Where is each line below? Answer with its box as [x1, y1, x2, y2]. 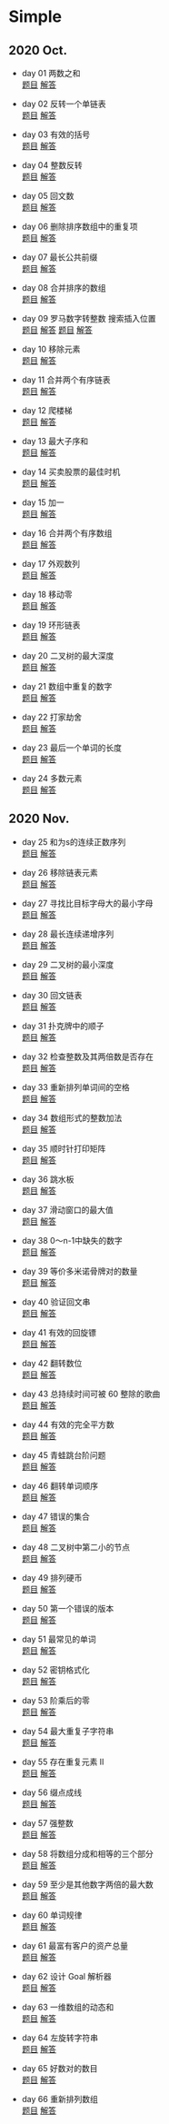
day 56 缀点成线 [21, 1787, 83, 1798]
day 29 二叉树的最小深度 [21, 958, 114, 969]
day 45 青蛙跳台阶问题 [21, 1449, 106, 1460]
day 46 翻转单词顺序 [21, 1480, 99, 1491]
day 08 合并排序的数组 [21, 283, 106, 293]
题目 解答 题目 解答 [21, 324, 93, 335]
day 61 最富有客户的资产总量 [21, 1940, 129, 1950]
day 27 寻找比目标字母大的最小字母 [21, 898, 154, 908]
